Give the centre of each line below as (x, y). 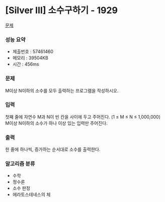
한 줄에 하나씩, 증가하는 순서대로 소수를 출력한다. (53, 149)
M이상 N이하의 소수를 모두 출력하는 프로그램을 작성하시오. (62, 90)
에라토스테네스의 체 (31, 194)
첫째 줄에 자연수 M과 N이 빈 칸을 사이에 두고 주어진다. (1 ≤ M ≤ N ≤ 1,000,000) (83, 117)
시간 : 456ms (26, 64)
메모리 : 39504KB (30, 58)
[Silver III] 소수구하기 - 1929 (62, 10)
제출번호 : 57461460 (33, 52)
